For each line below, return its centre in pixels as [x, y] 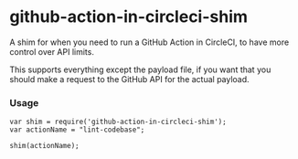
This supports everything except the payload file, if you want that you [140, 69]
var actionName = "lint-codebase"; [77, 130]
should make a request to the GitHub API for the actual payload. [129, 79]
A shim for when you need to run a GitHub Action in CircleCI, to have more [149, 42]
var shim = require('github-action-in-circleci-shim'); [118, 122]
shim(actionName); [44, 146]
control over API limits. [52, 51]
